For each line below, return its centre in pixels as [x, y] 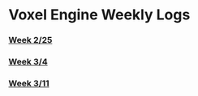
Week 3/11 [29, 83]
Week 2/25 [30, 40]
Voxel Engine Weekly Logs [99, 15]
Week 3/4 [28, 62]
